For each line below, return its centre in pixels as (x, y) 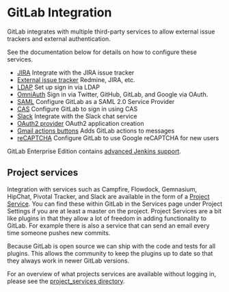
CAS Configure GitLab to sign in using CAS (77, 109)
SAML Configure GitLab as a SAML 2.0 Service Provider (96, 101)
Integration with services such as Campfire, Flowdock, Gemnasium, (102, 189)
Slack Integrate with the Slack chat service (77, 116)
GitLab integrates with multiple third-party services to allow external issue (111, 31)
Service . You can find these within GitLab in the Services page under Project (115, 204)
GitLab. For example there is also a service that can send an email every (108, 225)
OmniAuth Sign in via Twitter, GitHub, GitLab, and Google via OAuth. (112, 94)
